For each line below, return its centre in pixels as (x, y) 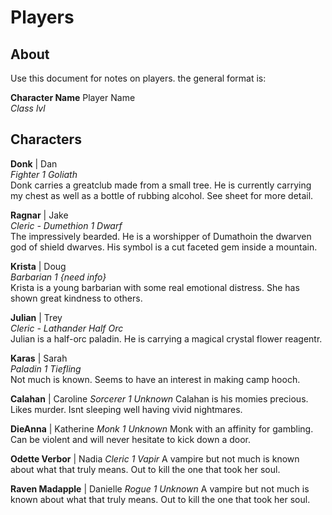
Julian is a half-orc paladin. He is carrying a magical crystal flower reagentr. (166, 338)
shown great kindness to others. (76, 298)
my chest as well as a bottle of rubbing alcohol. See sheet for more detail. (162, 195)
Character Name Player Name (73, 97)
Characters (46, 139)
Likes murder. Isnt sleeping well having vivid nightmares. (126, 409)
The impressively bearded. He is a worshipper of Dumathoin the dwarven (161, 236)
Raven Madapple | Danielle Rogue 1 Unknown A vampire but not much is (160, 488)
